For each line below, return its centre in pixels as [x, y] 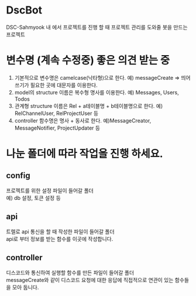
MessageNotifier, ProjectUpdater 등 [57, 128]
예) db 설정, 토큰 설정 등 [34, 198]
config [18, 176]
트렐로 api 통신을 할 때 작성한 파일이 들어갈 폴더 [61, 232]
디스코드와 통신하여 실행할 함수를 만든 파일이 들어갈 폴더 [70, 273]
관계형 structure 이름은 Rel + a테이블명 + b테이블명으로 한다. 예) [88, 106]
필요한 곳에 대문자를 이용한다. [64, 85]
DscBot [24, 10]
